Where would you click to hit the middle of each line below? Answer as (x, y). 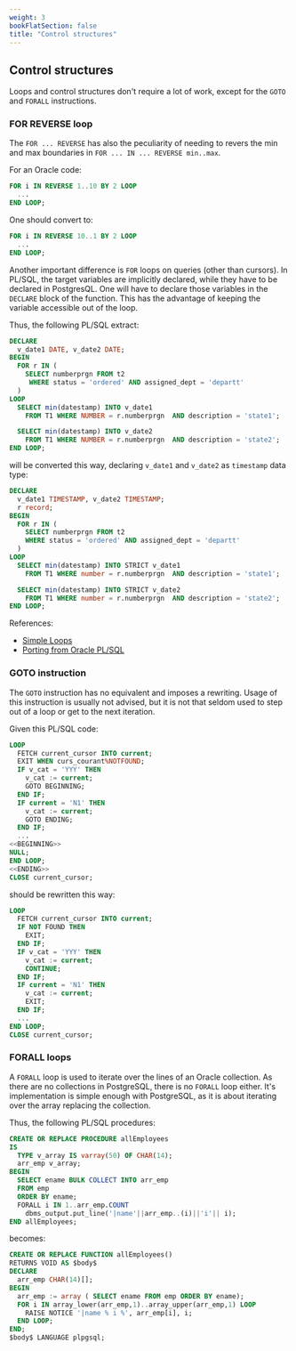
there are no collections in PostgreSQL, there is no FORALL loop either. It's (143, 1086)
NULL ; (19, 853)
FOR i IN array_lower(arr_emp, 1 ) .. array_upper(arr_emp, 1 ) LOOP (136, 1305)
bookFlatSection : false (53, 26)
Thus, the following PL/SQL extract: (74, 325)
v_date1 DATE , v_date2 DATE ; (71, 349)
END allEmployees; (43, 1222)
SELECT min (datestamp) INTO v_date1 (85, 407)
